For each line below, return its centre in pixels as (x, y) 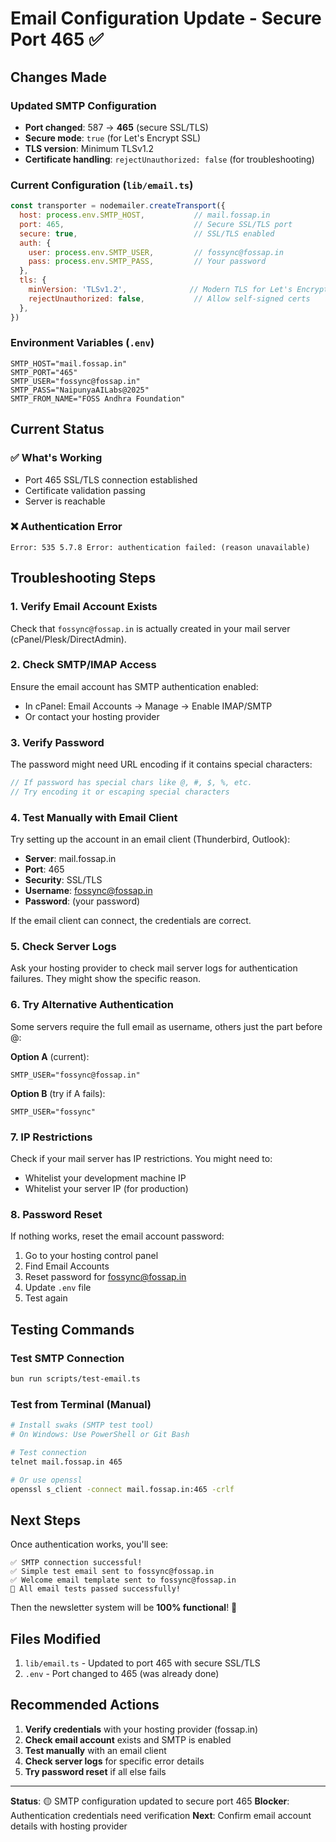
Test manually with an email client (95, 1750)
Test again (46, 1298)
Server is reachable (65, 501)
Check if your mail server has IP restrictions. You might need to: (141, 1159)
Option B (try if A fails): (58, 1093)
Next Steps (45, 1520)
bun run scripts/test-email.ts (75, 1379)
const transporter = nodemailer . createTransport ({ (118, 206)
